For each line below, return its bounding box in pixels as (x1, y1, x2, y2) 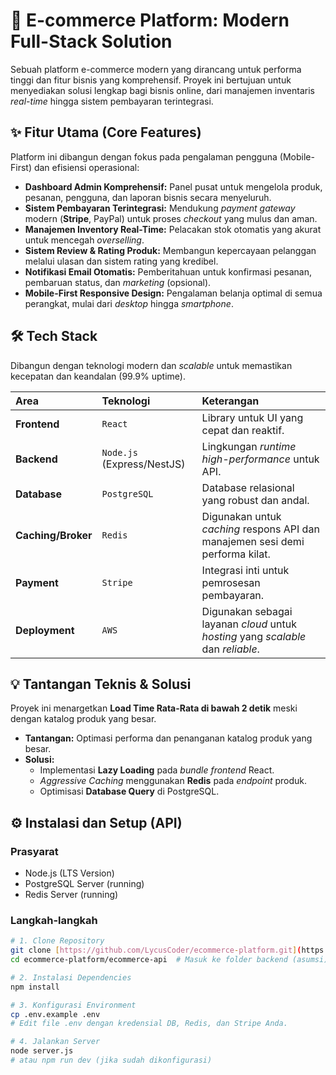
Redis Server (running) (24, 889, 119, 901)
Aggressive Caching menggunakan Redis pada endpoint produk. (39, 775, 308, 787)
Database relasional (201, 480, 295, 494)
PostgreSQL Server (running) (24, 878, 145, 890)
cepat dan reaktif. (201, 423, 285, 437)
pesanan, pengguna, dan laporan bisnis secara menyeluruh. (24, 191, 272, 203)
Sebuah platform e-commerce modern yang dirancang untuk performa (10, 63, 302, 75)
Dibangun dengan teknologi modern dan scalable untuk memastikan (10, 359, 293, 371)
